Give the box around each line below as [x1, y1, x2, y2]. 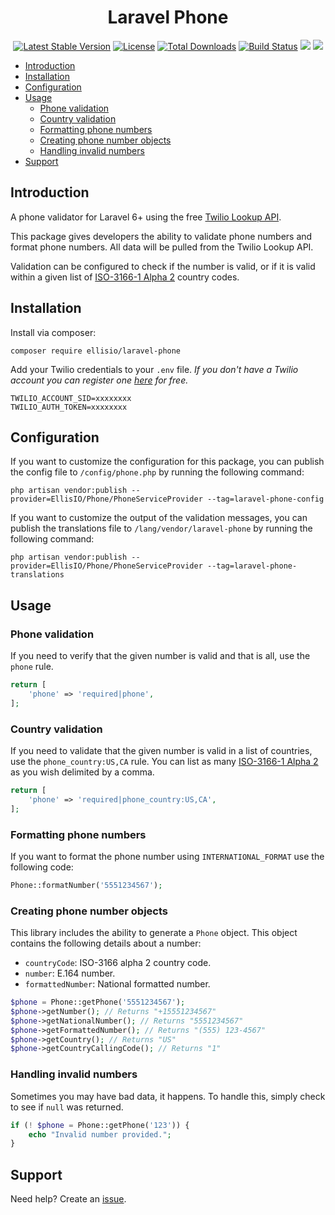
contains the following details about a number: [10, 937, 202, 950]
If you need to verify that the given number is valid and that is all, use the [10, 650, 311, 662]
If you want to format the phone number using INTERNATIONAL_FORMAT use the [10, 850, 325, 862]
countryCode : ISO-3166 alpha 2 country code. [24, 957, 212, 969]
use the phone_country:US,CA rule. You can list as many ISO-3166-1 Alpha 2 [10, 755, 319, 767]
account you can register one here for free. [10, 374, 189, 386]
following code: [10, 861, 74, 873]
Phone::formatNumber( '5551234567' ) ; [10, 880, 163, 890]
